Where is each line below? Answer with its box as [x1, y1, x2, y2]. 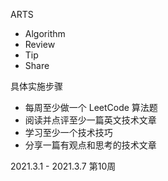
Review [24, 39, 56, 50]
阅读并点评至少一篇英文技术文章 [24, 114, 157, 126]
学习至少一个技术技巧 [24, 127, 113, 138]
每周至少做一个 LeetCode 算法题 [24, 102, 158, 113]
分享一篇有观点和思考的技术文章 [24, 139, 157, 151]
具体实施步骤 [10, 80, 63, 92]
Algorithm [24, 28, 66, 39]
